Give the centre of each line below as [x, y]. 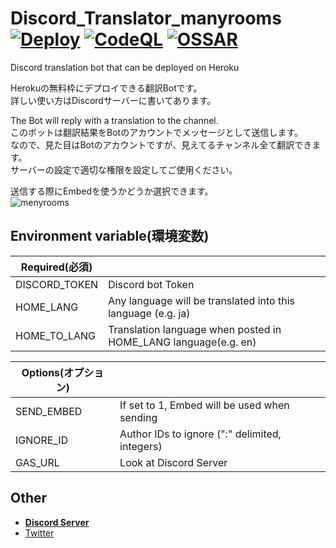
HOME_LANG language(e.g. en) [182, 342]
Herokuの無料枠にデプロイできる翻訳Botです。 [106, 88]
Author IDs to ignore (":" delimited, [200, 434]
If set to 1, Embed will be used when [204, 405]
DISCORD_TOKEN [57, 284]
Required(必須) [56, 267]
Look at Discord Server [173, 462]
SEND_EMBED [49, 411]
